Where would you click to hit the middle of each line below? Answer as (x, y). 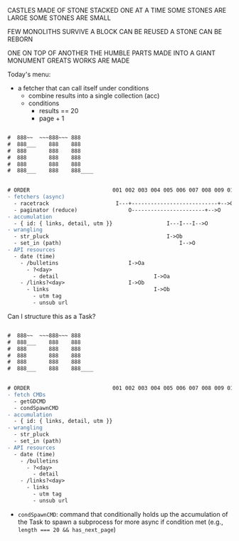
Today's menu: (29, 74)
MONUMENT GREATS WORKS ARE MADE (69, 61)
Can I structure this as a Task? (52, 316)
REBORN (20, 39)
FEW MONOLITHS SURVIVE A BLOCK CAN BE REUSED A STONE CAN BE (115, 32)
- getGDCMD (30, 401)
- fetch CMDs (27, 394)
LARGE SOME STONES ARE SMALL (59, 18)
